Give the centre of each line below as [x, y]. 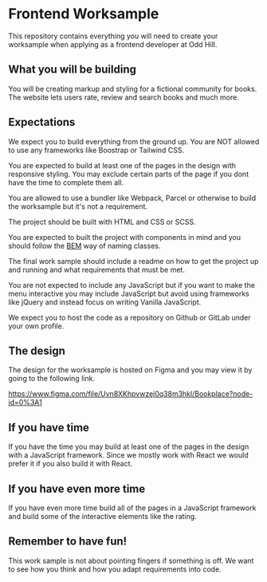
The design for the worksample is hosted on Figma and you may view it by [130, 370]
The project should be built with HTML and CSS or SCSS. [102, 222]
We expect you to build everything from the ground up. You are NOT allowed [134, 141]
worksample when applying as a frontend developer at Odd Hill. [113, 44]
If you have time [49, 427]
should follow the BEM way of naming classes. [84, 246]
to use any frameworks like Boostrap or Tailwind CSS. [96, 150]
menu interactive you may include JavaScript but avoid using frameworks [129, 293]
